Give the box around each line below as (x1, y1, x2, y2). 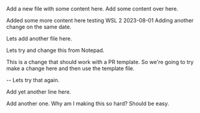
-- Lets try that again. (6, 77, 59, 83)
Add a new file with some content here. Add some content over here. (6, 5, 179, 12)
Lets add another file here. (6, 35, 73, 42)
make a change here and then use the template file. (6, 65, 135, 72)
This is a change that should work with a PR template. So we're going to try (6, 59, 194, 65)
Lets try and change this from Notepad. (6, 47, 105, 54)
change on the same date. (6, 24, 72, 30)
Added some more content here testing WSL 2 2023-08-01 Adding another (6, 17, 194, 24)
